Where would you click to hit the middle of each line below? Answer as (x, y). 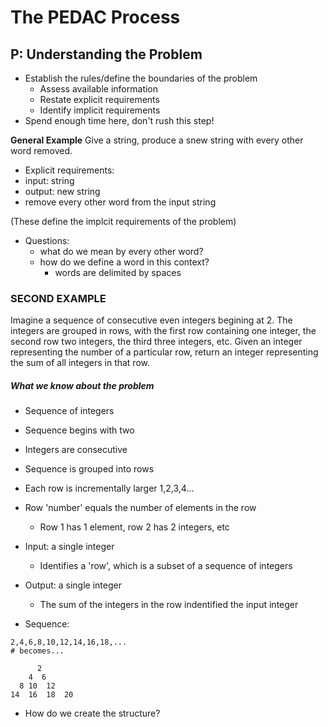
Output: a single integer (73, 585)
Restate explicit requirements (99, 99)
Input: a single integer (69, 547)
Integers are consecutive (76, 450)
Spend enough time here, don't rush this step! (119, 120)
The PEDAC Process (95, 17)
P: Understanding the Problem (106, 54)
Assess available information (99, 89)
